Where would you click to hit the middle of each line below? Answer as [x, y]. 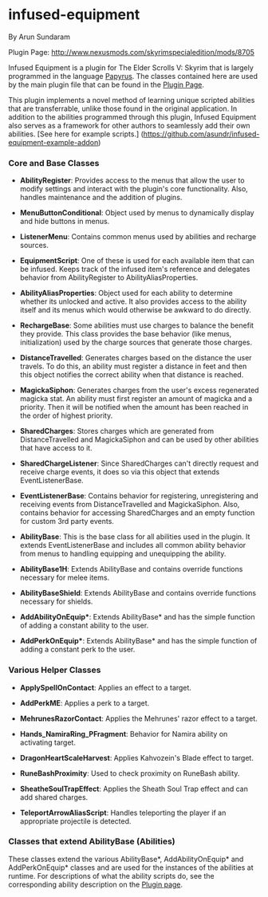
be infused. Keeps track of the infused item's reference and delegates [135, 269]
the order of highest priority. [66, 415]
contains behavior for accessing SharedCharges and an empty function [137, 513]
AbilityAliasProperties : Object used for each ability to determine [126, 293]
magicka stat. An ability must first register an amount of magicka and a [136, 399]
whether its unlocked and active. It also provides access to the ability [133, 301]
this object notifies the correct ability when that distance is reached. [132, 375]
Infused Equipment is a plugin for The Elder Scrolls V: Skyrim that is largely [131, 67]
